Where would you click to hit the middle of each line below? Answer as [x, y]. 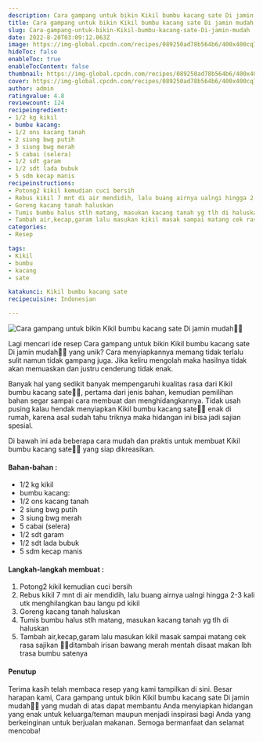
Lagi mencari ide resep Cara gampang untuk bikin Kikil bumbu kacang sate [129, 344]
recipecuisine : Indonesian [52, 299]
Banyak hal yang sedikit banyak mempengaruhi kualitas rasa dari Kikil [121, 384]
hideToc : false [33, 52]
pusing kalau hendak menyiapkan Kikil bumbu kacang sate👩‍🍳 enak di [120, 409]
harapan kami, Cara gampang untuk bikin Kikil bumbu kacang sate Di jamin [129, 697]
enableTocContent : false [49, 67]
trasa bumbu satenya [54, 653]
